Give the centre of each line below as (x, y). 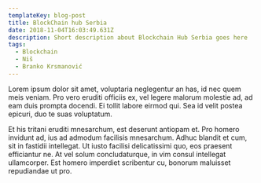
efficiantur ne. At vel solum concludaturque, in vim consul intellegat (117, 154)
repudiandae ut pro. (40, 170)
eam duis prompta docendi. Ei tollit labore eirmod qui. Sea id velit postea (125, 105)
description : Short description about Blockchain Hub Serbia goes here (128, 37)
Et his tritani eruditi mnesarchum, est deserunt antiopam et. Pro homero (124, 129)
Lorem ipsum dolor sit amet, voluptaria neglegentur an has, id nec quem (125, 89)
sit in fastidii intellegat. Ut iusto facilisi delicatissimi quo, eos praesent (120, 145)
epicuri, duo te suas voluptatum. (60, 114)
